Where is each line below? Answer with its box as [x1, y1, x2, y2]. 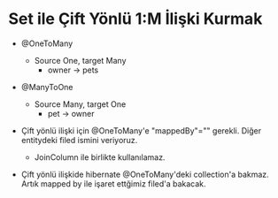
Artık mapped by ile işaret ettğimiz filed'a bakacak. [20, 178, 206, 189]
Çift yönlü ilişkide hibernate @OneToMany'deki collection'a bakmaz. [20, 169, 269, 179]
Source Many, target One [34, 98, 127, 110]
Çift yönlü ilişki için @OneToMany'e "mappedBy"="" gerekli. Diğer [20, 125, 262, 136]
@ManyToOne [20, 81, 73, 92]
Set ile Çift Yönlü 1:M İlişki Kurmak [8, 9, 263, 29]
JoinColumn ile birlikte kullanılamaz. [34, 151, 166, 163]
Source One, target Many [34, 55, 127, 65]
